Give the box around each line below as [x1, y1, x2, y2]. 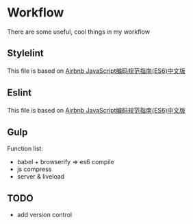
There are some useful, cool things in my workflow [7, 27, 151, 36]
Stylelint [7, 47, 44, 59]
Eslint [7, 87, 32, 99]
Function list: [7, 144, 43, 153]
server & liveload [16, 172, 65, 181]
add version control [16, 211, 73, 219]
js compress [16, 165, 52, 173]
